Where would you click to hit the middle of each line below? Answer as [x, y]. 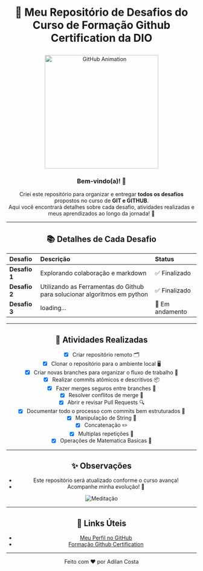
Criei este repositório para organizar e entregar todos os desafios [101, 194]
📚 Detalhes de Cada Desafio [101, 239]
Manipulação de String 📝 [106, 418]
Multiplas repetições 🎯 [106, 434]
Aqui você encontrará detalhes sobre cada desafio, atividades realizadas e [101, 207]
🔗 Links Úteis [101, 523]
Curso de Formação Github [101, 25]
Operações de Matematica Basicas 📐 [106, 441]
